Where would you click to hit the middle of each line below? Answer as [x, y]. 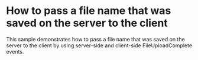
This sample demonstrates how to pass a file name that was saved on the [95, 39]
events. [15, 51]
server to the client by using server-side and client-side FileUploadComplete [99, 45]
